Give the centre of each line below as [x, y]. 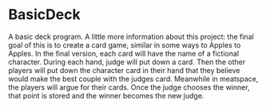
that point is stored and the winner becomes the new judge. [106, 95]
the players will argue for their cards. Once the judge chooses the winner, [129, 87]
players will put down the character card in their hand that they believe [124, 70]
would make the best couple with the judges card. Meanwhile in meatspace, [133, 79]
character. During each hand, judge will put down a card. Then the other [127, 62]
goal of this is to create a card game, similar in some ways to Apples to [125, 44]
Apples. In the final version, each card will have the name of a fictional [124, 53]
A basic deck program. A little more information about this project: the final [131, 37]
